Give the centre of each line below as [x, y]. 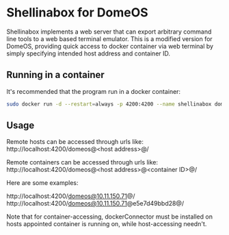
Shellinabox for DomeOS [77, 13]
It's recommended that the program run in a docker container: [94, 91]
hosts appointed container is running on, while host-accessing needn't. [107, 224]
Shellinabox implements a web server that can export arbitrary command [109, 32]
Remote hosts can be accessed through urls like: [75, 142]
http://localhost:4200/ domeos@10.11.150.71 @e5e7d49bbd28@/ [95, 203]
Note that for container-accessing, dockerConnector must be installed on [110, 217]
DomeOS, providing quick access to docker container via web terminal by [110, 46]
